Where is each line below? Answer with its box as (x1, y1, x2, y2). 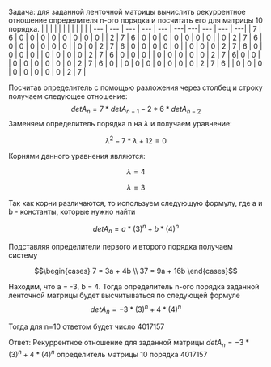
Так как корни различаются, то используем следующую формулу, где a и (8, 198, 263, 208)
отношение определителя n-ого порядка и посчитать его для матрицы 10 (8, 15, 263, 25)
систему (8, 250, 38, 260)
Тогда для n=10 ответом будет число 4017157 (8, 322, 165, 331)
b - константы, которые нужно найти (8, 207, 136, 217)
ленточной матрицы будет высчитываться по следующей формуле (8, 290, 241, 300)
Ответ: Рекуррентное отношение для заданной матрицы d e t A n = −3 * (8, 338, 249, 349)
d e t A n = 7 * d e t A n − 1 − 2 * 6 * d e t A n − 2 (70, 105, 201, 116)
